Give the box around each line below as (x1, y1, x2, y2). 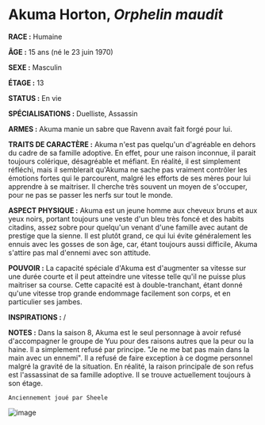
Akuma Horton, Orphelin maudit (8, 6, 224, 24)
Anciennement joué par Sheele (8, 393, 109, 402)
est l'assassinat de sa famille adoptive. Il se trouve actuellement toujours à (8, 369, 252, 379)
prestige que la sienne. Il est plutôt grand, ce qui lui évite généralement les (8, 230, 252, 240)
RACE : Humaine (8, 32, 63, 41)
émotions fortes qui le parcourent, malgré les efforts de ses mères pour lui (8, 173, 252, 183)
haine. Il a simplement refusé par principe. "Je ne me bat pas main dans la (8, 344, 250, 354)
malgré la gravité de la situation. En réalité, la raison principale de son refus (8, 361, 254, 371)
